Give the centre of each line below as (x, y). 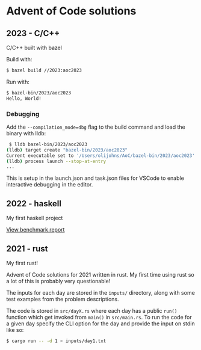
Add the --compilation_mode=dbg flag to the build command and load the (96, 127)
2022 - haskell (34, 204)
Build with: (19, 59)
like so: (15, 330)
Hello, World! (24, 98)
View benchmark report (36, 230)
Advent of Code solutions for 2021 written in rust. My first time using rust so (100, 274)
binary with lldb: (26, 133)
